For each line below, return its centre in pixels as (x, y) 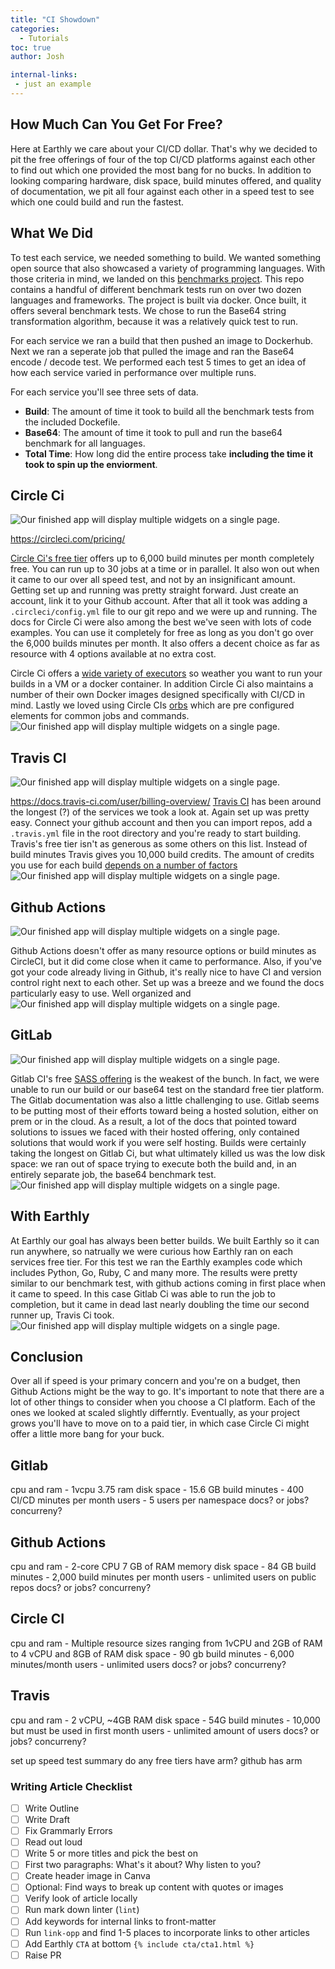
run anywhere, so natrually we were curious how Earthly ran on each (152, 1251)
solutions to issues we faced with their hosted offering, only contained (155, 1132)
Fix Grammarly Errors (68, 1831)
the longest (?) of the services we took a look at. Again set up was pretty (160, 812)
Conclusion (47, 1356)
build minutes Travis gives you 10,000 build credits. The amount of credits (162, 855)
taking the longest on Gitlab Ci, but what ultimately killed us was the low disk (168, 1153)
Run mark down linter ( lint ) (82, 1910)
